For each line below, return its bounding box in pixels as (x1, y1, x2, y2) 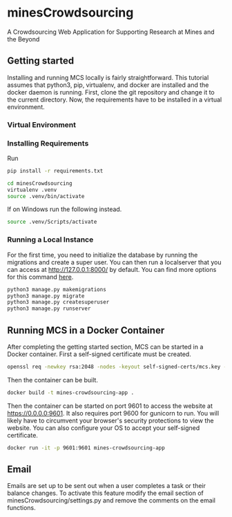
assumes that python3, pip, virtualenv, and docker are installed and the (7, 81, 209, 89)
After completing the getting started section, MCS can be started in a (7, 342, 204, 351)
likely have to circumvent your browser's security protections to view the (7, 416, 214, 425)
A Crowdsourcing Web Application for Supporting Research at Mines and (7, 28, 215, 36)
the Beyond (7, 35, 40, 43)
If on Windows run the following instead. (7, 205, 122, 213)
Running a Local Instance (7, 235, 94, 244)
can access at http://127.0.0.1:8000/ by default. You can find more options (7, 265, 217, 273)
